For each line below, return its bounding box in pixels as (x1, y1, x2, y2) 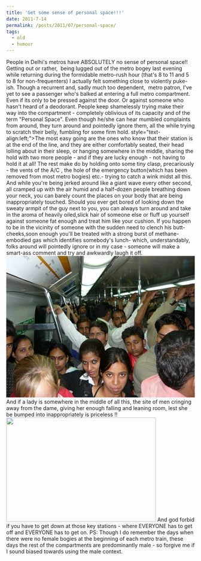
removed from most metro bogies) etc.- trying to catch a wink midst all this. (6, 173, 193, 180)
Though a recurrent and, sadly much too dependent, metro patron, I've (16, 84, 193, 91)
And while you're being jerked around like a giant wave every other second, (6, 180, 193, 186)
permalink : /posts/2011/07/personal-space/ (6, 22, 117, 28)
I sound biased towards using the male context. (6, 548, 123, 555)
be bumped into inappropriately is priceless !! (6, 411, 118, 418)
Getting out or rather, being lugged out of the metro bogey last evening (6, 65, 182, 72)
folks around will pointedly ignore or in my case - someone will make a (6, 243, 180, 250)
